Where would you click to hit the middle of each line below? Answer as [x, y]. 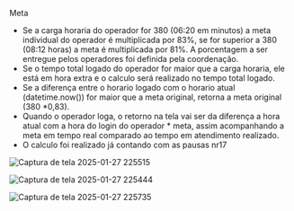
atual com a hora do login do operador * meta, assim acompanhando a [153, 126]
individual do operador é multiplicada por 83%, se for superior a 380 [149, 40]
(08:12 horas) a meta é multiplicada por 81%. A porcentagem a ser [145, 49]
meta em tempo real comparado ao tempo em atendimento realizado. [151, 135]
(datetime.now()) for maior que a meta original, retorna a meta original [152, 97]
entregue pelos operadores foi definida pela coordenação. [130, 59]
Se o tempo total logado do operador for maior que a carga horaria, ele [153, 68]
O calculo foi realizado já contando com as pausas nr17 [125, 145]
